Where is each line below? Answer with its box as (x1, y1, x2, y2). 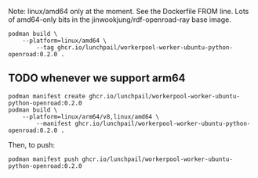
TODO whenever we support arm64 (8, 72, 186, 85)
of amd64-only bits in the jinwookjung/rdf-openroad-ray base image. (8, 15, 231, 24)
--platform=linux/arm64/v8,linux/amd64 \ (22, 112, 159, 120)
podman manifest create (8, 92, 86, 100)
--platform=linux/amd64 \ (22, 37, 107, 44)
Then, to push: (8, 140, 56, 149)
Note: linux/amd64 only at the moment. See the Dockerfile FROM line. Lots (8, 7, 249, 16)
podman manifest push (8, 155, 79, 163)
